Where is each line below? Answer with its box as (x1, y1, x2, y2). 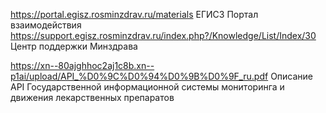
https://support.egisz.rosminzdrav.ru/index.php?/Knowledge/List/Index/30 (10, 30, 317, 41)
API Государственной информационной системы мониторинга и (10, 81, 285, 93)
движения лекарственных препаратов (10, 92, 175, 103)
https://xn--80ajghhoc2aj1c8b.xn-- (10, 60, 155, 71)
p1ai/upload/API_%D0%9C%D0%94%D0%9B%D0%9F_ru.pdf (10, 70, 269, 82)
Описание (270, 70, 314, 82)
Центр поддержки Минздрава (10, 40, 138, 52)
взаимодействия (10, 19, 82, 31)
